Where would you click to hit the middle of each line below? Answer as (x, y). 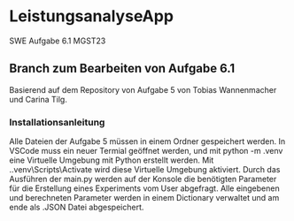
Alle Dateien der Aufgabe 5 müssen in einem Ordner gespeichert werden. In (147, 141)
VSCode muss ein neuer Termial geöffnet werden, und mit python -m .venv (146, 151)
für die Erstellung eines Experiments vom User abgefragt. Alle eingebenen (145, 188)
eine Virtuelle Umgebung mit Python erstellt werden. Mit (112, 160)
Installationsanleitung (57, 122)
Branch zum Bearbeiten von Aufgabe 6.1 (122, 69)
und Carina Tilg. (39, 99)
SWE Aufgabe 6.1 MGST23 (58, 41)
